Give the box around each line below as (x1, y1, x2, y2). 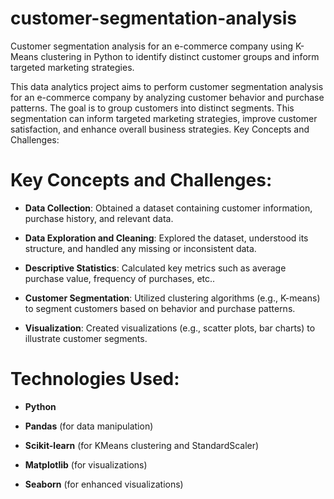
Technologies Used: (10, 368, 180, 391)
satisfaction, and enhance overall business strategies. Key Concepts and (10, 123, 310, 135)
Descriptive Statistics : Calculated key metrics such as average (24, 262, 287, 274)
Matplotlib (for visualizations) (24, 458, 148, 471)
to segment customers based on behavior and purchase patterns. (24, 302, 296, 314)
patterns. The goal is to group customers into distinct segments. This (10, 102, 295, 114)
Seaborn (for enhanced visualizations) (24, 478, 184, 490)
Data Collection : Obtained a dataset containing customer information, (24, 202, 313, 214)
